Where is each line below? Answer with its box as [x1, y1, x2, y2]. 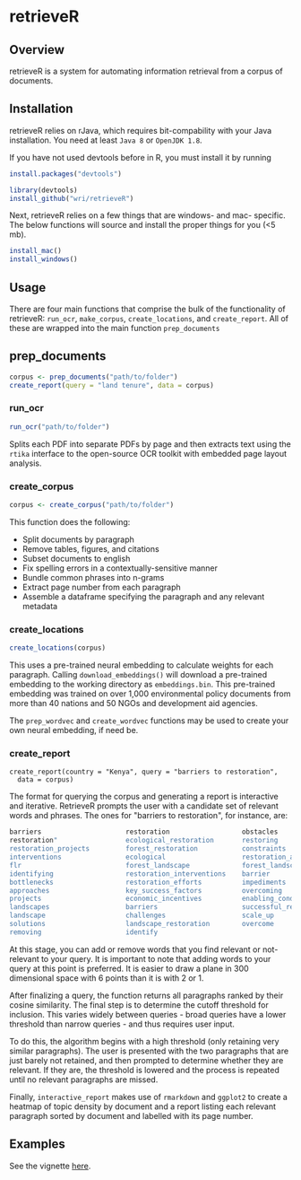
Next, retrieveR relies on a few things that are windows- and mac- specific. [9, 210, 286, 221]
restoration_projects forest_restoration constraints [9, 844, 287, 853]
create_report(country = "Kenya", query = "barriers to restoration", [9, 767, 279, 777]
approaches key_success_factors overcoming [9, 886, 282, 895]
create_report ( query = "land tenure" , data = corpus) [9, 380, 215, 389]
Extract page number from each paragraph [21, 581, 181, 592]
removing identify [9, 927, 159, 937]
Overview [9, 42, 65, 57]
